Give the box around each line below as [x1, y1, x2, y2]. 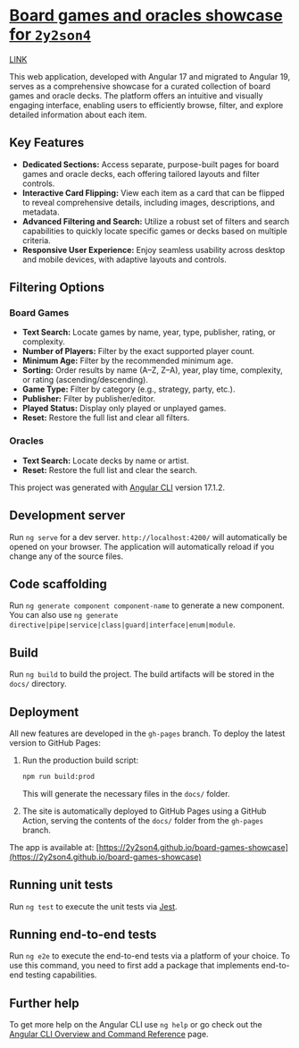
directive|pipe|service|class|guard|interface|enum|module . [9, 619, 236, 630]
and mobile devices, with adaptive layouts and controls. [21, 254, 228, 265]
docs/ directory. [9, 679, 67, 689]
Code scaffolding [9, 576, 107, 591]
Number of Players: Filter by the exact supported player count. [21, 346, 254, 357]
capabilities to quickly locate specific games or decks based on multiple [21, 225, 287, 236]
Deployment [9, 704, 79, 720]
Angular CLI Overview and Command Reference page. [9, 1029, 209, 1040]
